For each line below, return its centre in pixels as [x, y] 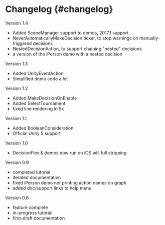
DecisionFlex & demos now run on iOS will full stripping [69, 152]
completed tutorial [31, 172]
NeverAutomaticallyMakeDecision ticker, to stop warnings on [75, 38]
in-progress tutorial [32, 212]
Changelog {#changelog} [59, 9]
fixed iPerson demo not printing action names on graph [69, 182]
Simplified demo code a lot [40, 78]
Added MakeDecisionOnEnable [45, 98]
